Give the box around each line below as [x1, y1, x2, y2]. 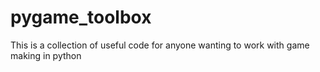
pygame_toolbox [10, 6, 152, 29]
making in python [10, 49, 82, 61]
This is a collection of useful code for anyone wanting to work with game [10, 39, 310, 51]
